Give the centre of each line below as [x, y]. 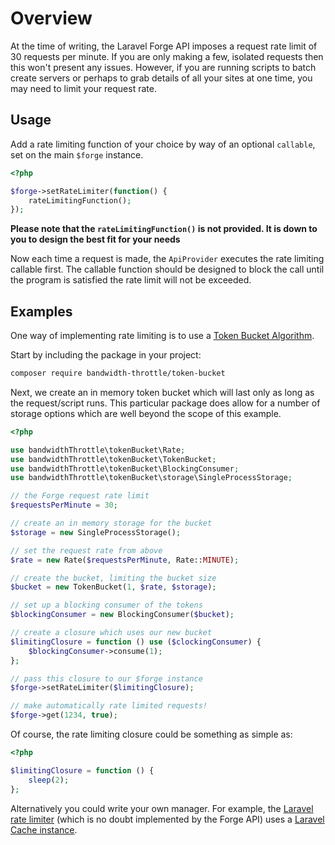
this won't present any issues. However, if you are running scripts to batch [163, 67]
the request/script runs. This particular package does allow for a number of [165, 403]
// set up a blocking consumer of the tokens [106, 605]
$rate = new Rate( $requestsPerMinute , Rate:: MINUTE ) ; [125, 560]
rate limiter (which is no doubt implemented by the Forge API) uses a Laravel [167, 819]
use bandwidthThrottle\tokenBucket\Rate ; [98, 450]
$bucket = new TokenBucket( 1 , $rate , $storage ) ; [113, 587]
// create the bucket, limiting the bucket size [113, 578]
